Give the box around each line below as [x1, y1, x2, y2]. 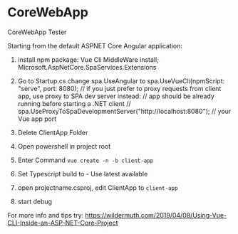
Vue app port [17, 115, 57, 123]
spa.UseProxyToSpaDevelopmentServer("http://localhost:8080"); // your [17, 107, 232, 115]
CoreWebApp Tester [7, 28, 67, 36]
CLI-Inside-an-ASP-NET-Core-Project [7, 218, 118, 227]
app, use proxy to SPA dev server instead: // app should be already [17, 92, 215, 100]
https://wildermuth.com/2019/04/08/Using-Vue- [85, 211, 227, 219]
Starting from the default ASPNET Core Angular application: [7, 41, 183, 50]
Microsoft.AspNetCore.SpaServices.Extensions [17, 63, 157, 71]
